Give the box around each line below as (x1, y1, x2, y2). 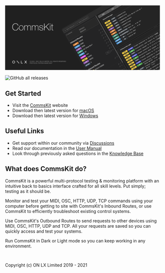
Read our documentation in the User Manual (12, 145, 102, 151)
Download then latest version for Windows (12, 113, 98, 119)
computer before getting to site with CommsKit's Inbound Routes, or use (5, 203, 152, 209)
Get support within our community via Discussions (12, 140, 114, 146)
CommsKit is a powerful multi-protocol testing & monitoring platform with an (5, 178, 160, 183)
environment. (5, 243, 32, 249)
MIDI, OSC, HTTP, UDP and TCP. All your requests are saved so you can (5, 223, 151, 229)
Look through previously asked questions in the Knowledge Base (12, 151, 144, 156)
